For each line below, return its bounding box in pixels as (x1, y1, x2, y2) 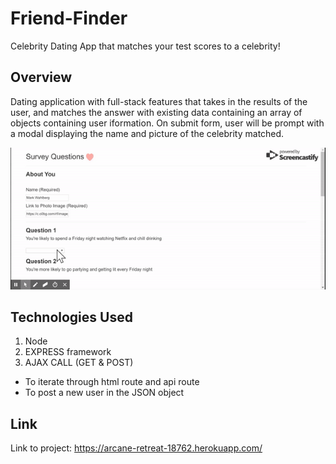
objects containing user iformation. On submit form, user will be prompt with (10, 117, 325, 129)
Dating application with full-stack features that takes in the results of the (10, 95, 308, 107)
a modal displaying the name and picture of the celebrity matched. (10, 127, 285, 139)
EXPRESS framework (24, 346, 112, 358)
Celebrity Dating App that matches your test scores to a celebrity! (10, 40, 281, 52)
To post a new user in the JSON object (24, 387, 185, 399)
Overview (10, 69, 73, 86)
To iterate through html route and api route (24, 376, 200, 388)
